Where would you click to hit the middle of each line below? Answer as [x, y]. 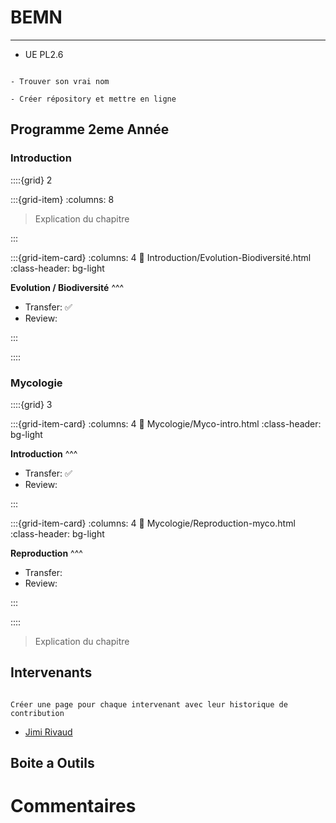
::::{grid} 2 [31, 180]
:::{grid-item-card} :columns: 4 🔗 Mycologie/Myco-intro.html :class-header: [166, 423]
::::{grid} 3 [31, 404]
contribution [37, 713]
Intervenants [51, 672]
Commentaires [73, 806]
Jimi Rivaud [48, 732]
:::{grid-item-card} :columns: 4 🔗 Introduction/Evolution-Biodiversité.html [161, 257]
